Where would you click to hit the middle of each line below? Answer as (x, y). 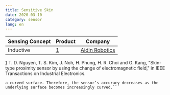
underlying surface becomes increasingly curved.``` (63, 87)
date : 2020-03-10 (24, 15)
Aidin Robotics (98, 50)
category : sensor (24, 19)
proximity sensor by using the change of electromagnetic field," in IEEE (91, 68)
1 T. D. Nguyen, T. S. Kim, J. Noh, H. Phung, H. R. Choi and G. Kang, (76, 63)
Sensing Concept (29, 41)
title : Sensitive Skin (29, 10)
